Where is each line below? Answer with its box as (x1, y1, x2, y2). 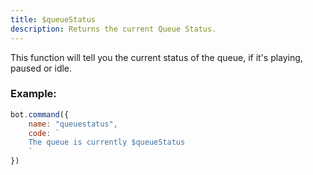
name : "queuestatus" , (28, 119, 118, 129)
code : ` (28, 128, 60, 138)
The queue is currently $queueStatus (28, 137, 186, 148)
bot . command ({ (10, 109, 70, 120)
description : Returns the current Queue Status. (10, 24, 217, 34)
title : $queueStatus (10, 14, 97, 25)
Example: (10, 87, 57, 101)
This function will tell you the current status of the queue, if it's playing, (10, 51, 303, 63)
